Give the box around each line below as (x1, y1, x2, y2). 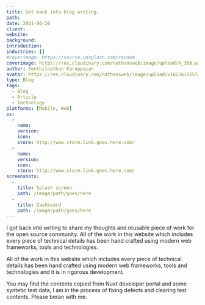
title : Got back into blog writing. (6, 9, 99, 15)
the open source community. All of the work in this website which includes (6, 231, 193, 238)
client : (6, 26, 26, 32)
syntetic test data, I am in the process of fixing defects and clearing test (6, 287, 187, 294)
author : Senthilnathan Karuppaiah (6, 65, 95, 72)
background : (6, 37, 37, 43)
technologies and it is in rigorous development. (6, 268, 124, 276)
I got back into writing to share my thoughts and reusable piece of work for (6, 224, 195, 232)
